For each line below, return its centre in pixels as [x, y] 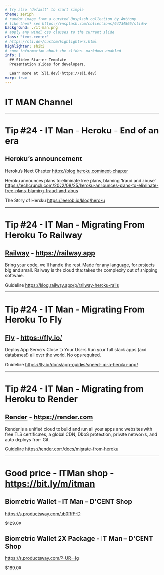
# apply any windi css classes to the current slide [60, 32]
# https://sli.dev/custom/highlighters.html [51, 42]
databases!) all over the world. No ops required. [53, 355]
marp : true [16, 78]
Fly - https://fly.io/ [34, 338]
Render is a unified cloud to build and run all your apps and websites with [79, 429]
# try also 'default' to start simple [44, 10]
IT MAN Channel [39, 102]
